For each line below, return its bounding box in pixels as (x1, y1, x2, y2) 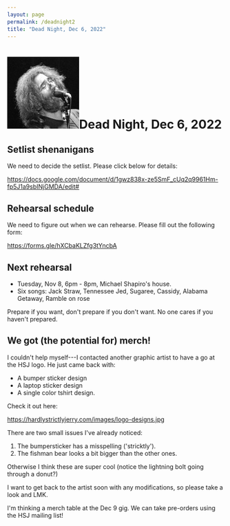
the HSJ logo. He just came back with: (7, 360, 116, 368)
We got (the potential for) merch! (7, 335, 151, 347)
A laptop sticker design (17, 381, 83, 389)
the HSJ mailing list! (7, 511, 64, 519)
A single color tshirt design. (17, 388, 95, 397)
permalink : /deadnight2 (7, 18, 76, 25)
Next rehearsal (7, 262, 72, 273)
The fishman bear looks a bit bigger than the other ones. (17, 449, 178, 457)
